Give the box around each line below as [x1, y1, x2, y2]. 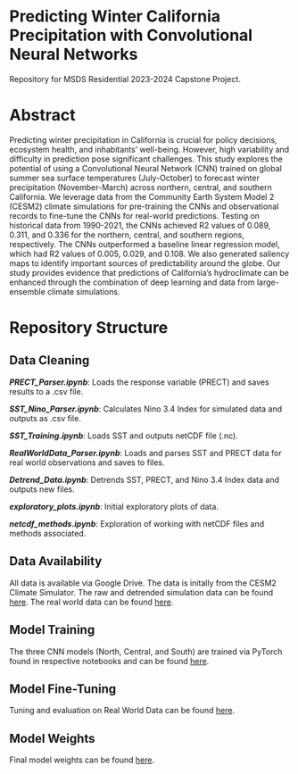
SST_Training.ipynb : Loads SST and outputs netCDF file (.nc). [9, 430, 238, 441]
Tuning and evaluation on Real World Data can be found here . [9, 705, 236, 716]
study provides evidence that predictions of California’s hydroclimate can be [9, 267, 290, 278]
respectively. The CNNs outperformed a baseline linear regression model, [9, 238, 280, 249]
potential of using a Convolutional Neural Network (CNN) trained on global [9, 162, 283, 173]
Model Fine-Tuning [9, 681, 117, 696]
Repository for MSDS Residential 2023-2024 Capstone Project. [9, 73, 241, 84]
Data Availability [9, 553, 103, 569]
